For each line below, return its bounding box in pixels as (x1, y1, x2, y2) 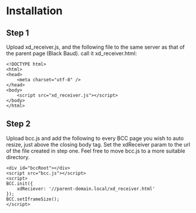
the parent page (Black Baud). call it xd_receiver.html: (6, 50, 137, 57)
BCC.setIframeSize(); (6, 196, 60, 202)
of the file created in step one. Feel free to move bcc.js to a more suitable (6, 147, 185, 154)
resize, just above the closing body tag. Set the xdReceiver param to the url (6, 141, 191, 148)
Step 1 (6, 28, 30, 38)
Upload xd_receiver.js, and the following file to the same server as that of (6, 43, 185, 50)
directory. (6, 153, 30, 161)
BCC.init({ (6, 180, 33, 186)
